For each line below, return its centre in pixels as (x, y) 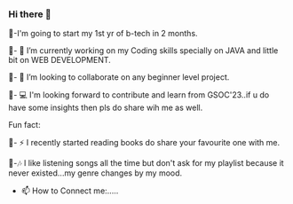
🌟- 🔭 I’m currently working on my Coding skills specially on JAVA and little (143, 51)
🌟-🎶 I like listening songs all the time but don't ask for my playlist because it (146, 163)
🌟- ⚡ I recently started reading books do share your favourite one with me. (144, 143)
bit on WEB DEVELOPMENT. (60, 60)
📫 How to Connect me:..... (70, 191)
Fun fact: (24, 125)
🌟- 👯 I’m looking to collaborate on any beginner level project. (119, 77)
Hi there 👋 (30, 14)
